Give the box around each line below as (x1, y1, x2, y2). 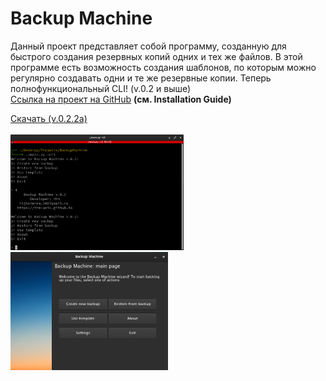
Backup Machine (10, 7, 153, 30)
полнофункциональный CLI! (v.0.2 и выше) (10, 82, 192, 94)
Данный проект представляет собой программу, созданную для (10, 40, 287, 52)
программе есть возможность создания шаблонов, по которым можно (10, 61, 317, 73)
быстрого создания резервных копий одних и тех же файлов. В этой (10, 50, 303, 62)
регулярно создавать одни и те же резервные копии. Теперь (10, 72, 272, 84)
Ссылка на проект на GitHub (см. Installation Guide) (10, 93, 232, 105)
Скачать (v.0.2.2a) (10, 112, 88, 124)
